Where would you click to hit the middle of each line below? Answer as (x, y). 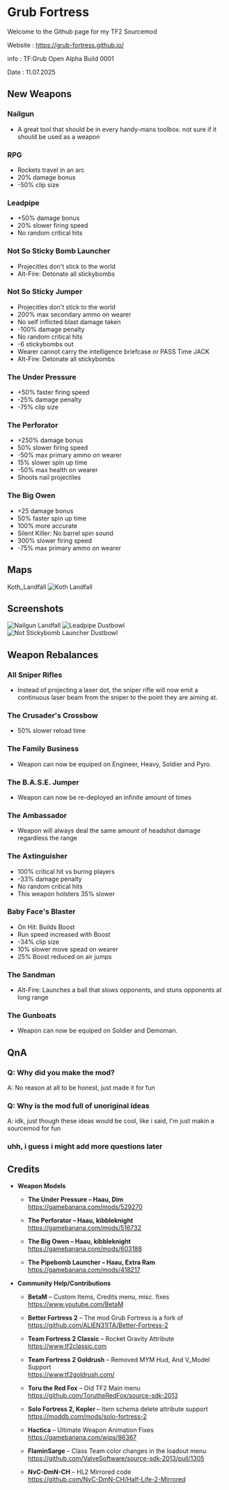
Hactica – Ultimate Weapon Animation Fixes (91, 1430)
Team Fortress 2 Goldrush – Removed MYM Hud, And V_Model (119, 1360)
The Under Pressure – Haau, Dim (76, 1199)
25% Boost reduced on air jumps (64, 956)
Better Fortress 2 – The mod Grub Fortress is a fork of (105, 1318)
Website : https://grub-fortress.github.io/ (65, 45)
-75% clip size (38, 407)
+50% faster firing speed (53, 393)
